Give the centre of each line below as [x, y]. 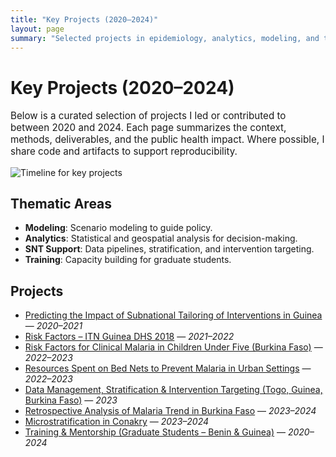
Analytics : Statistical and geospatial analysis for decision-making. [161, 238]
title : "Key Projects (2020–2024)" [84, 19]
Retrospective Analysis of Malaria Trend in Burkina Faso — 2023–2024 [170, 411]
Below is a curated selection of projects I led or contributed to [148, 116]
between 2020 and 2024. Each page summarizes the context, [148, 128]
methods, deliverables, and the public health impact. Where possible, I [167, 139]
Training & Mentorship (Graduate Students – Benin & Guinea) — [155, 432]
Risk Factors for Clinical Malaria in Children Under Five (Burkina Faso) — [173, 347]
